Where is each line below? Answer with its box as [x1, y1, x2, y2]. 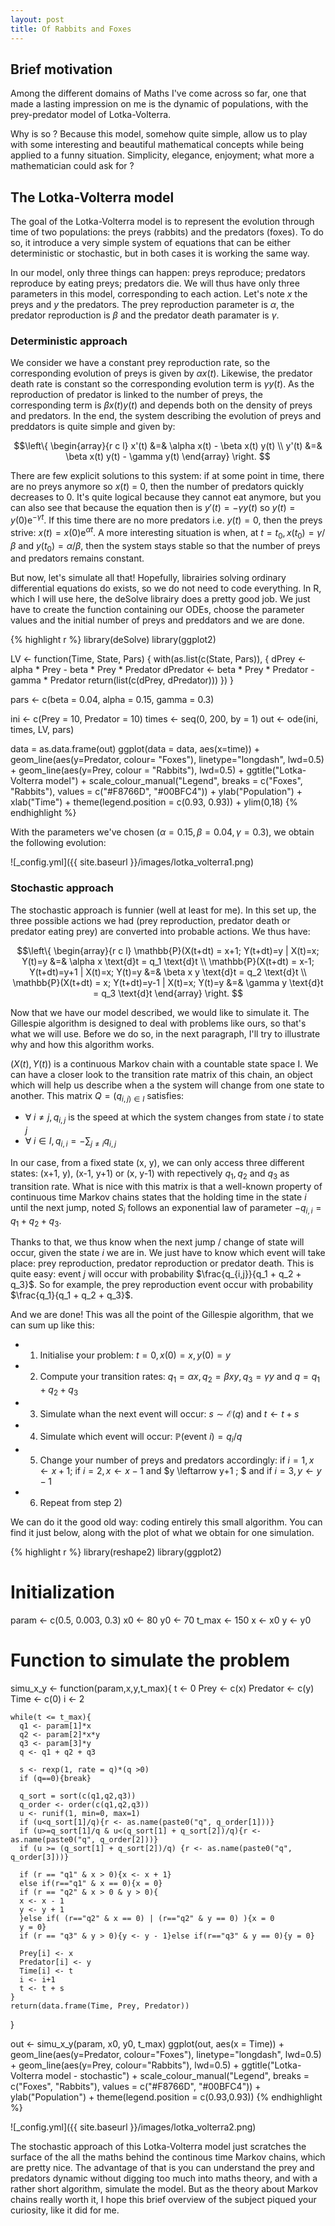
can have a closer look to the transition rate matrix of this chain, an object [10, 1068, 313, 1080]
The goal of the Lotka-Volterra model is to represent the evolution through [10, 216, 315, 228]
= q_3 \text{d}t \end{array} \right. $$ [93, 987, 243, 999]
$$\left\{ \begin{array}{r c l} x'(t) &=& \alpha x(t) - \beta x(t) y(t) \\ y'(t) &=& [13, 440, 323, 452]
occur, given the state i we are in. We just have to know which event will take [10, 1247, 326, 1259]
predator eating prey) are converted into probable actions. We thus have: [10, 925, 311, 937]
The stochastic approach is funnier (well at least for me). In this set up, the [10, 904, 317, 916]
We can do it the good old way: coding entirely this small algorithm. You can [10, 1516, 323, 1528]
